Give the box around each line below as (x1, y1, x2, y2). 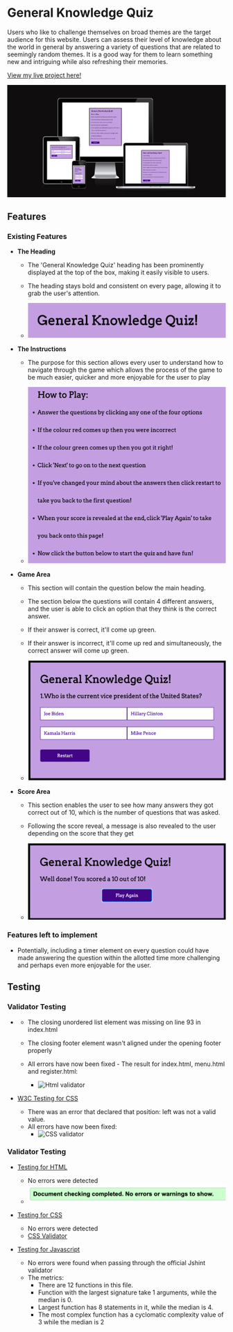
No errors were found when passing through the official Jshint (27, 1259, 206, 1267)
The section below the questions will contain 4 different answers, (27, 597, 214, 605)
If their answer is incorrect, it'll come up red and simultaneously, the (27, 638, 222, 647)
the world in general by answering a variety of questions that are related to (7, 42, 221, 51)
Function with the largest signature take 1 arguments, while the (37, 1288, 217, 1296)
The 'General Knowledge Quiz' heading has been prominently (27, 261, 205, 269)
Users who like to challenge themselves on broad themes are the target (7, 28, 212, 36)
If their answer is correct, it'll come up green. (27, 625, 157, 634)
